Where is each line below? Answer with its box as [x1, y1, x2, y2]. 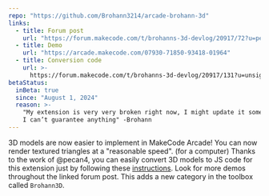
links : [8, 19, 30, 27]
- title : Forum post [15, 26, 84, 34]
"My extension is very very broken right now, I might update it [22, 109, 246, 117]
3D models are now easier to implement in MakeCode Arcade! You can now [8, 138, 258, 147]
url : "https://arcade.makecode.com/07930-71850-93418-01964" [22, 49, 231, 57]
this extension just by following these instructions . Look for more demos [8, 163, 246, 173]
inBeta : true [15, 86, 59, 94]
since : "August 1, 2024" [15, 94, 98, 102]
